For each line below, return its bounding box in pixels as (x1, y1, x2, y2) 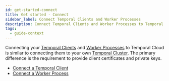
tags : (5, 26, 17, 31)
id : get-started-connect (5, 7, 58, 13)
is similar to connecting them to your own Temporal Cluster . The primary (5, 50, 155, 56)
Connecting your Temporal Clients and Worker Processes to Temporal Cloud (5, 45, 164, 50)
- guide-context (10, 31, 44, 36)
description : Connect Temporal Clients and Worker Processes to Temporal (5, 21, 164, 27)
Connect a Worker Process (12, 70, 69, 76)
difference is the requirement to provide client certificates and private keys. (5, 55, 162, 61)
